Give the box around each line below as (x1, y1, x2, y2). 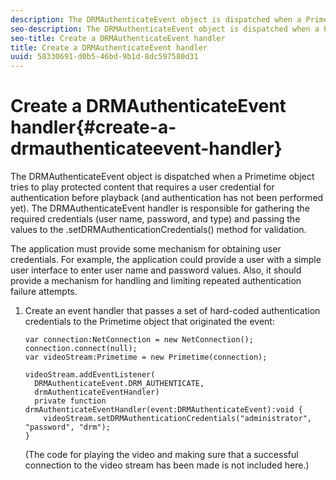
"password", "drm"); (24, 422, 111, 433)
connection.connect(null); (24, 344, 138, 354)
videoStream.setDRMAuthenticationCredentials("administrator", (43, 414, 312, 424)
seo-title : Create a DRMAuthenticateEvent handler (10, 33, 226, 43)
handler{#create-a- (10, 116, 177, 139)
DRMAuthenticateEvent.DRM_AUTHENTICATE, (34, 379, 205, 389)
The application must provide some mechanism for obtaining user (10, 243, 282, 255)
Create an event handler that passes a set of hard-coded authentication (24, 305, 321, 317)
